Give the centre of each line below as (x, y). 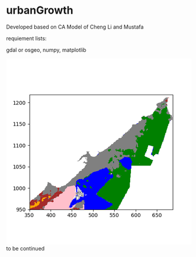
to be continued (25, 248)
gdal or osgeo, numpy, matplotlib (46, 50)
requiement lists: (26, 38)
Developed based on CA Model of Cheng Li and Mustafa (75, 27)
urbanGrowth (40, 10)
